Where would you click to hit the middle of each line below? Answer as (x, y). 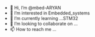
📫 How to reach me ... (33, 29)
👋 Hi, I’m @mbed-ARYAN (35, 8)
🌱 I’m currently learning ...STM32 (44, 18)
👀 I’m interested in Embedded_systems (50, 13)
